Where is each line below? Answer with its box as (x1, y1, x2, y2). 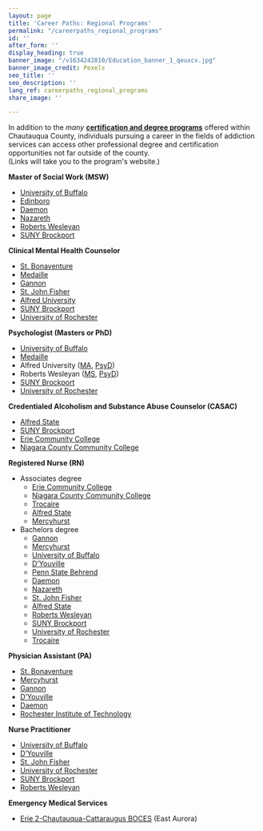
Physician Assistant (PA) (8, 651, 92, 661)
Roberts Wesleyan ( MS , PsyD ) (19, 369, 119, 379)
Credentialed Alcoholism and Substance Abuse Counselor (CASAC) (8, 401, 238, 411)
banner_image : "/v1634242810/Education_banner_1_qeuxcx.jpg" (8, 57, 217, 65)
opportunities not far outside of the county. (8, 148, 150, 158)
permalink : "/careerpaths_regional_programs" (8, 26, 162, 34)
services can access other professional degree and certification (8, 139, 219, 149)
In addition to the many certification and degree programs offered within (8, 123, 250, 132)
